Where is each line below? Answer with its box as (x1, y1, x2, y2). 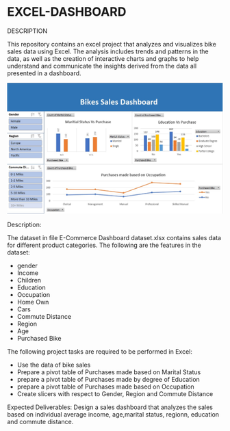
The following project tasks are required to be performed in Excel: (7, 347, 193, 356)
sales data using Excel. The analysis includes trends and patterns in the (7, 47, 209, 55)
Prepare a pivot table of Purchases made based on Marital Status (16, 367, 201, 376)
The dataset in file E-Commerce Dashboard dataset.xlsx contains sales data (7, 233, 221, 241)
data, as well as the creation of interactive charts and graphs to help (7, 54, 199, 62)
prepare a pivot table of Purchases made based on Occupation (16, 382, 195, 391)
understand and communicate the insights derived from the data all (7, 62, 197, 70)
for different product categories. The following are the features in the (7, 241, 202, 249)
